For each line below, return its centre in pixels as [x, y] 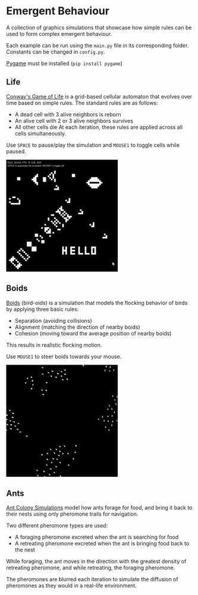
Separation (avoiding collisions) [53, 320]
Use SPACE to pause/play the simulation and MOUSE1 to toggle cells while [93, 145]
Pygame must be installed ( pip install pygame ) [65, 63]
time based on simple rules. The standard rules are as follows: [82, 103]
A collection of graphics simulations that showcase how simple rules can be [99, 27]
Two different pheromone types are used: [57, 526]
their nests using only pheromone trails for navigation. [72, 514]
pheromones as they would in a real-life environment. [71, 585]
